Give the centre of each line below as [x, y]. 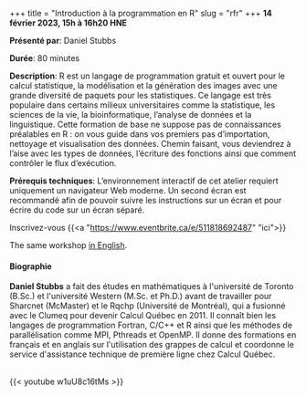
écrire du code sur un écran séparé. [77, 210]
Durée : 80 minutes [45, 58]
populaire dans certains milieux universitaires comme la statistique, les [142, 105]
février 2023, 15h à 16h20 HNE [69, 23]
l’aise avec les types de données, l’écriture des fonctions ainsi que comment [153, 153]
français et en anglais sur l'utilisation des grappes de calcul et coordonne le [152, 345]
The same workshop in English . [69, 245]
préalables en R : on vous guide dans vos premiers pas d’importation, [140, 134]
